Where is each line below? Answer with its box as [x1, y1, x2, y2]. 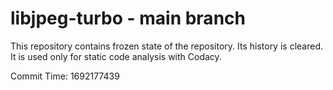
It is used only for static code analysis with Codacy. [10, 50, 222, 62]
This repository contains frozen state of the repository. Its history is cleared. [10, 40, 323, 52]
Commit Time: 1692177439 [10, 70, 120, 82]
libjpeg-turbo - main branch [10, 7, 246, 30]
